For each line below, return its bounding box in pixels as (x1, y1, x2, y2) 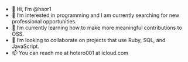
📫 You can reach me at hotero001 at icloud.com (11, 50, 129, 56)
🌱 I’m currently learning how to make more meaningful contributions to (11, 24, 183, 31)
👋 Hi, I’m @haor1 (11, 6, 52, 12)
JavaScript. (11, 43, 40, 50)
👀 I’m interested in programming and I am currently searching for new (11, 12, 180, 19)
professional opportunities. (11, 18, 77, 25)
